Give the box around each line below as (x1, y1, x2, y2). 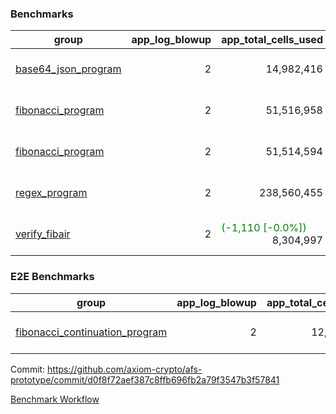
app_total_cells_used (221, 33, 323, 47)
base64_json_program (15, 62, 122, 76)
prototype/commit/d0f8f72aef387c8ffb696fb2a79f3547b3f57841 (10, 373, 280, 386)
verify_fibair (15, 227, 71, 241)
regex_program (15, 186, 88, 200)
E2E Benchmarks (10, 270, 95, 284)
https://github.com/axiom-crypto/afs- (47, 363, 203, 375)
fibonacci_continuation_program (15, 325, 168, 339)
